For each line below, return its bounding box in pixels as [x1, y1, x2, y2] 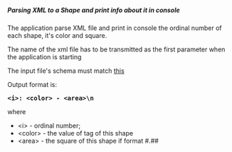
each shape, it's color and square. [7, 31, 107, 39]
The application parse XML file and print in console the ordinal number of [7, 24, 222, 32]
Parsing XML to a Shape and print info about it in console [7, 6, 180, 14]
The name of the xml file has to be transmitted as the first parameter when [7, 45, 226, 54]
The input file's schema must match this [7, 66, 125, 75]
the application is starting [7, 52, 82, 61]
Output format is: [7, 80, 58, 88]
